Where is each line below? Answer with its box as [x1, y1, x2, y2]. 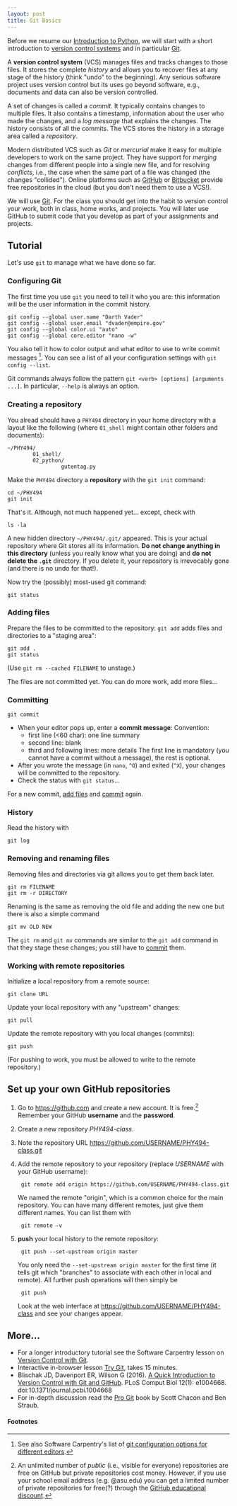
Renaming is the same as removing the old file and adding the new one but [7, 902, 224, 911]
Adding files [7, 607, 50, 617]
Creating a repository [7, 399, 83, 409]
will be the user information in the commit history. [7, 300, 152, 308]
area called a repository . [7, 132, 78, 140]
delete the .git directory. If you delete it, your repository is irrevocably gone [7, 557, 229, 565]
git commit [7, 711, 39, 719]
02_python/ [32, 457, 65, 464]
